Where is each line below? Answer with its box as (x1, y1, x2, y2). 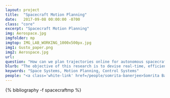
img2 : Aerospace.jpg (5, 50, 49, 55)
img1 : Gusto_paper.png (5, 45, 53, 50)
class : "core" (5, 21, 35, 27)
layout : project (5, 7, 39, 13)
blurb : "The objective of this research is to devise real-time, (5, 64, 146, 69)
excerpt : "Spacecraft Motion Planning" (5, 26, 90, 31)
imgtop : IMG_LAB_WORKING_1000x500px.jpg (5, 40, 92, 45)
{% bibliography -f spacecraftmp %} (5, 87, 82, 93)
